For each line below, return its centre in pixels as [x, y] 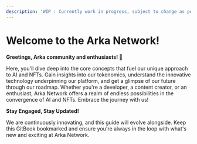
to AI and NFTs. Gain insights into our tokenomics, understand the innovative [98, 75]
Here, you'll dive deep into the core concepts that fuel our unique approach [97, 68]
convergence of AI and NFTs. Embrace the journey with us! [77, 99]
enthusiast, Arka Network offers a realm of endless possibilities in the [90, 93]
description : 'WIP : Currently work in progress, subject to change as [95, 11]
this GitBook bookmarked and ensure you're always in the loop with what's [96, 128]
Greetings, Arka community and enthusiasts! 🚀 [64, 57]
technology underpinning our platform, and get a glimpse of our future [91, 81]
